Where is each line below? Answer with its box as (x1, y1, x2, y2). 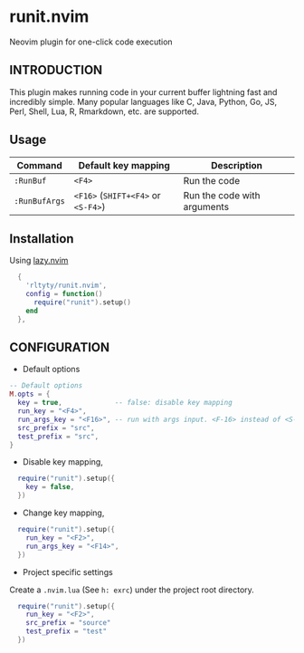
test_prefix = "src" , (17, 432, 100, 441)
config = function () (25, 290, 103, 299)
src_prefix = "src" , (17, 423, 95, 432)
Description (211, 158, 262, 171)
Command (16, 158, 63, 171)
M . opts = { (9, 389, 51, 399)
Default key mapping (78, 158, 170, 171)
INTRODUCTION (9, 62, 103, 78)
